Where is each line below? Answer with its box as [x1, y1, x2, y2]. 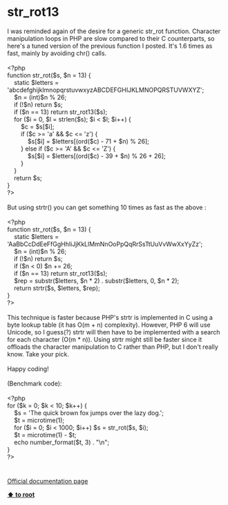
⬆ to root [7, 490, 35, 499]
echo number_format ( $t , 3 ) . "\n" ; [13, 438, 110, 446]
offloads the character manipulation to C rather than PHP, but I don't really [7, 343, 219, 351]
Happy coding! [7, 364, 50, 373]
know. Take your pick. [7, 350, 69, 358]
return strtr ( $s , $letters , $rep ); [13, 284, 100, 292]
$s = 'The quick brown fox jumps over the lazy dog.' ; [13, 408, 164, 417]
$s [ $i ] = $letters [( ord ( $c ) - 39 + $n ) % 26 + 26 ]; [27, 151, 166, 160]
